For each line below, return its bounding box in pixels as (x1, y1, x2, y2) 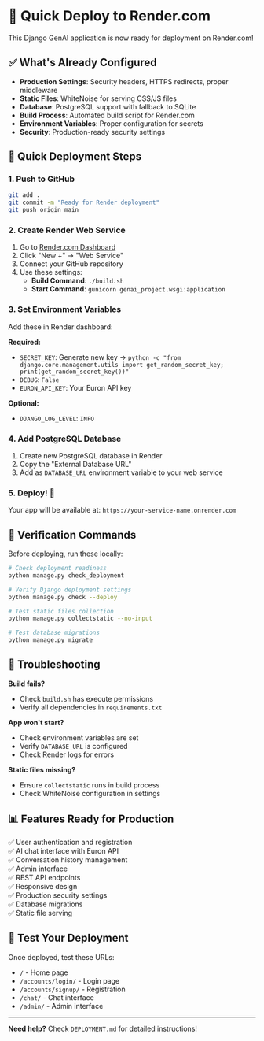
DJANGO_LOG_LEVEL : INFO (19, 413, 94, 423)
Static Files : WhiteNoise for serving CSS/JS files (19, 94, 177, 103)
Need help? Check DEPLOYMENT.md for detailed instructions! (8, 1024, 198, 1033)
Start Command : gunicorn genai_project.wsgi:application (31, 284, 225, 294)
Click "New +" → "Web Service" (19, 251, 124, 261)
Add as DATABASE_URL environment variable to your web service (19, 468, 223, 477)
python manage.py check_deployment (8, 571, 125, 580)
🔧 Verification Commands (8, 528, 137, 542)
